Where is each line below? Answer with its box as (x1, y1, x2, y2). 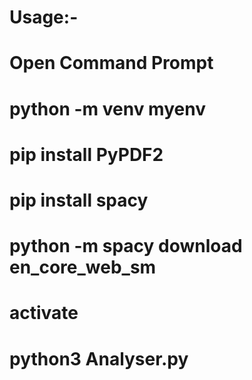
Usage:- (9, 6, 79, 29)
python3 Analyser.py (9, 347, 189, 370)
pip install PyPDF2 (9, 143, 164, 166)
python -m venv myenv (9, 97, 206, 120)
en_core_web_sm (9, 256, 157, 279)
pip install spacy (9, 189, 149, 211)
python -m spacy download (9, 235, 243, 258)
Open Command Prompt (9, 52, 214, 75)
